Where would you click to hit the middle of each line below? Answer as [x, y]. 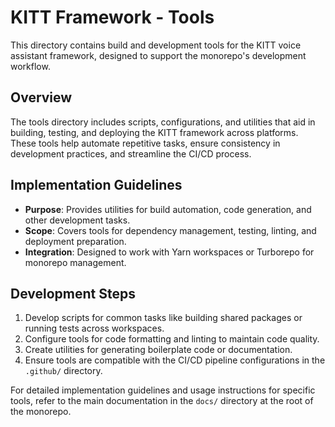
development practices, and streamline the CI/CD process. [131, 153]
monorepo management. [75, 262]
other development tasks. [77, 220]
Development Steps [73, 293]
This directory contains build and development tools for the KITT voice [156, 45]
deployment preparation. [75, 241]
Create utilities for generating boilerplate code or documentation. [158, 350]
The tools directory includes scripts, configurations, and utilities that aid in [163, 122]
